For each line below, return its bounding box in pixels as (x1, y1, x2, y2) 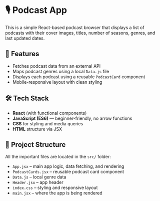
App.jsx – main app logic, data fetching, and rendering (12, 163, 124, 169)
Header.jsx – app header (12, 179, 63, 185)
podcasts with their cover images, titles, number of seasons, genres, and (5, 30, 155, 36)
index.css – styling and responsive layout (12, 184, 98, 191)
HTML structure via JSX (12, 126, 62, 132)
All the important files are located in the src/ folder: (5, 154, 111, 160)
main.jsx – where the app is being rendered (12, 190, 102, 196)
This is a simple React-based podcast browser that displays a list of (5, 24, 144, 31)
